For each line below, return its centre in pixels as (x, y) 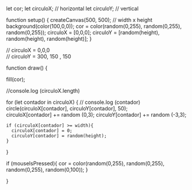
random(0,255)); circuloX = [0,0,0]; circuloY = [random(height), (83, 32)
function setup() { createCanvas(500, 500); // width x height (79, 20)
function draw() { (27, 68)
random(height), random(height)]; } (49, 39)
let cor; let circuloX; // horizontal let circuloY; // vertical (72, 9)
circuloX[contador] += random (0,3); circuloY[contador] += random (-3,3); (96, 115)
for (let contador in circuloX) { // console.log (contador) (73, 102)
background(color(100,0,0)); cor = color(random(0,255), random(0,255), (94, 26)
